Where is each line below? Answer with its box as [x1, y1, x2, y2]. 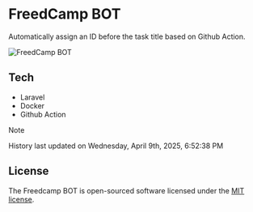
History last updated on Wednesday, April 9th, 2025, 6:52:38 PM [8, 141, 224, 151]
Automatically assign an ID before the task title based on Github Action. [8, 32, 246, 41]
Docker [19, 100, 45, 110]
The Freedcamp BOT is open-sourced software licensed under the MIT [8, 185, 245, 195]
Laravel [19, 92, 45, 102]
